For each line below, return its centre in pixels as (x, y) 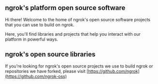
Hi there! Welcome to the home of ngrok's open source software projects (78, 19)
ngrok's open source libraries (50, 54)
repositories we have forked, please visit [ (47, 71)
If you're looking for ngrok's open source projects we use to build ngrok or (79, 66)
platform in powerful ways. (32, 39)
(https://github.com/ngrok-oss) (36, 76)
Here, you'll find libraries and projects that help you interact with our (73, 34)
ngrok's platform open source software (65, 8)
